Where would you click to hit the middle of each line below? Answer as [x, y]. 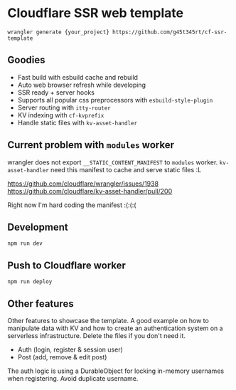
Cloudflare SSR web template [96, 13]
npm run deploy [30, 282]
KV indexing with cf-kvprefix [61, 115]
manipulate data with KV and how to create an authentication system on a [115, 328]
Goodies [26, 60]
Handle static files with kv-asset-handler [77, 122]
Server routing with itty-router [64, 107]
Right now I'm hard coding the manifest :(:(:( [72, 205]
